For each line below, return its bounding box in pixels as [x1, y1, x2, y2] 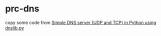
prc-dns [5, 3, 39, 14]
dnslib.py [5, 24, 24, 30]
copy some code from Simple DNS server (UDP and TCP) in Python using [5, 19, 156, 25]
